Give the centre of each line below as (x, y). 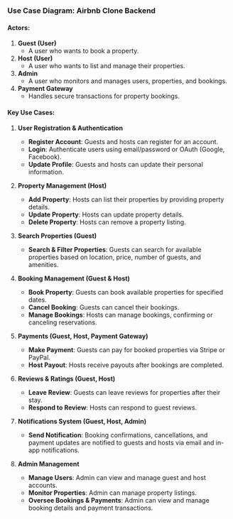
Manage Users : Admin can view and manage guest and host (117, 478)
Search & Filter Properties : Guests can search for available (115, 250)
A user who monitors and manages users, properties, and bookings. (128, 81)
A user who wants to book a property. (83, 51)
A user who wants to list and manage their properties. (107, 66)
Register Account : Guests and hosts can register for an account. (123, 142)
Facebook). (45, 157)
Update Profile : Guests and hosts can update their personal (116, 165)
